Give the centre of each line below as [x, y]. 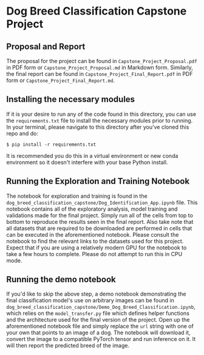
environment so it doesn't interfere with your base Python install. [87, 162]
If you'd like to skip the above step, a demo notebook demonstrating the [96, 294]
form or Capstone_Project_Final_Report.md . [61, 80]
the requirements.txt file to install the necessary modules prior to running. [100, 120]
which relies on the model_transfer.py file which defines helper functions [98, 313]
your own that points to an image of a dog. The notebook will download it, [98, 333]
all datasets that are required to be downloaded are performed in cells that [99, 228]
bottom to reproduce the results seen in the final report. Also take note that [100, 221]
